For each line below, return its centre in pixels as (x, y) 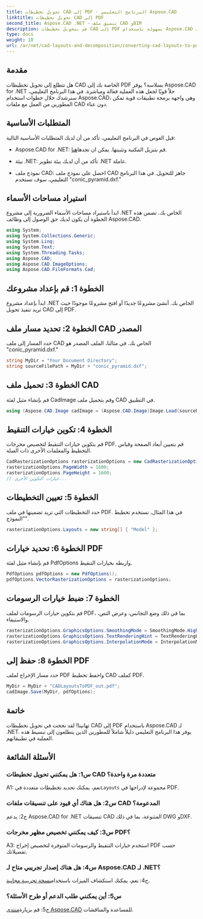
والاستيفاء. (18, 619)
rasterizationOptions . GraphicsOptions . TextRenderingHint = (82, 636)
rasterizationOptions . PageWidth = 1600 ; (58, 467)
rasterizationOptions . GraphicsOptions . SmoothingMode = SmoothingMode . (97, 630)
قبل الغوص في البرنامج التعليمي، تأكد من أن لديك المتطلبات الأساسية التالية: (91, 137)
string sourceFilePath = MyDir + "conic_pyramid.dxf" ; (77, 366)
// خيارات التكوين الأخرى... (37, 479)
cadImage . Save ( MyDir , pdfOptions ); (51, 692)
